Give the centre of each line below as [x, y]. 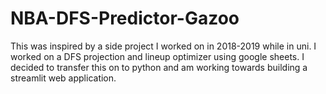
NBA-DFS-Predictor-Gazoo [125, 18]
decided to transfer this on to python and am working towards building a [159, 67]
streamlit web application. [63, 78]
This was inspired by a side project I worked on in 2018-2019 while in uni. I [163, 46]
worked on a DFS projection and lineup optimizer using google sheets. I [157, 56]
